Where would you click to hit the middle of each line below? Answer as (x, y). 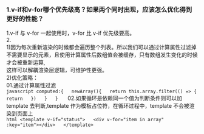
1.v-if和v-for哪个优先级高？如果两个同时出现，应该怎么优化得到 (99, 9)
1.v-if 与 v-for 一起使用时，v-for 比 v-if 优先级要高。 (71, 33)
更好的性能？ (25, 18)
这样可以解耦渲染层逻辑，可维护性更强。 (57, 70)
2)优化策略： (22, 78)
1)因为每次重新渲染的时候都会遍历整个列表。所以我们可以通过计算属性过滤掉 (101, 48)
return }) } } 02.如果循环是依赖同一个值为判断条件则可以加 (94, 98)
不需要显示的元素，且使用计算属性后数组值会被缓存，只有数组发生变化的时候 (102, 55)
